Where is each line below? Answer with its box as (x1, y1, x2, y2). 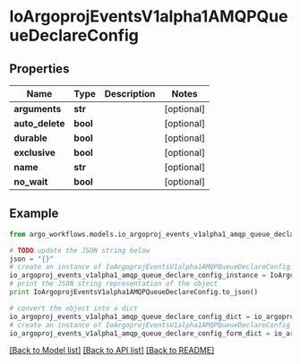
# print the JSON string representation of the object (9, 280, 219, 289)
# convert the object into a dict (9, 303, 139, 313)
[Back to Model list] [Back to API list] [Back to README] (9, 345, 215, 356)
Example (9, 206, 59, 221)
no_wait (13, 176, 48, 187)
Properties (9, 61, 70, 76)
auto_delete (13, 117, 65, 129)
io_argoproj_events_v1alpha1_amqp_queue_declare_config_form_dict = (9, 329, 271, 338)
